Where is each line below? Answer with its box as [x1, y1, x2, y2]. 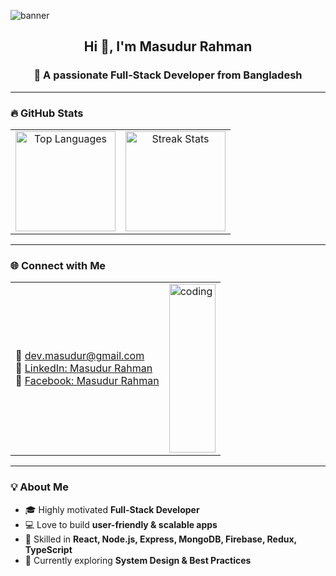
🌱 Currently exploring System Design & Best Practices [24, 554, 252, 566]
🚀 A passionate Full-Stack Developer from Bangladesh [33, 68, 303, 82]
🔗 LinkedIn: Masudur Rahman [15, 361, 153, 375]
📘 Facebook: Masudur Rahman [15, 374, 160, 388]
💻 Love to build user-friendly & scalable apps [24, 518, 218, 530]
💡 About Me [10, 480, 69, 494]
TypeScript [24, 543, 73, 555]
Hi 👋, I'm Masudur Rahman [83, 38, 253, 55]
